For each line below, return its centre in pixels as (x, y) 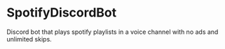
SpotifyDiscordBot (62, 13)
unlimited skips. (29, 39)
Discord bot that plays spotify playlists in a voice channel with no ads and (112, 32)
